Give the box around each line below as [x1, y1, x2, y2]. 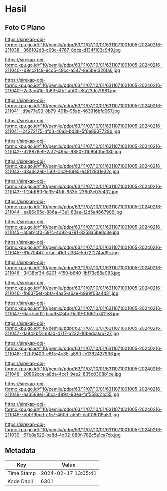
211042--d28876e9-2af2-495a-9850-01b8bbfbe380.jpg [5, 149, 121, 154]
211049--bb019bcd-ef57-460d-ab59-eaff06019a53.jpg [5, 412, 119, 417]
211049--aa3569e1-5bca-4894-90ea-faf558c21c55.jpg [5, 391, 119, 397]
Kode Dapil [7, 478, 33, 485]
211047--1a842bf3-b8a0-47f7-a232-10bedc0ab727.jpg [5, 330, 119, 336]
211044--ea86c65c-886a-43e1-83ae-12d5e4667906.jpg [5, 209, 122, 215]
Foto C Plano [5, 23, 45, 32]
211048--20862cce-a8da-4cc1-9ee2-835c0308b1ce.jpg [5, 371, 121, 377]
